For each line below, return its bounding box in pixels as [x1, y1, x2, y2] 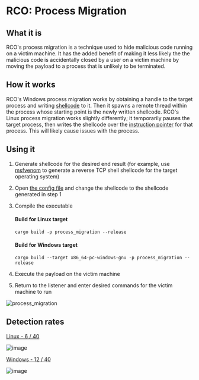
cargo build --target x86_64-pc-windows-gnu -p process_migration [14, 255, 182, 261]
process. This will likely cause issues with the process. [6, 127, 140, 134]
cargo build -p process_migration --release [14, 229, 127, 235]
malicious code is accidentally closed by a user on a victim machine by [6, 56, 179, 63]
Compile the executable [14, 202, 73, 209]
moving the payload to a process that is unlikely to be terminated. [6, 62, 166, 70]
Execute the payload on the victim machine [14, 271, 120, 278]
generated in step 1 [14, 190, 62, 197]
